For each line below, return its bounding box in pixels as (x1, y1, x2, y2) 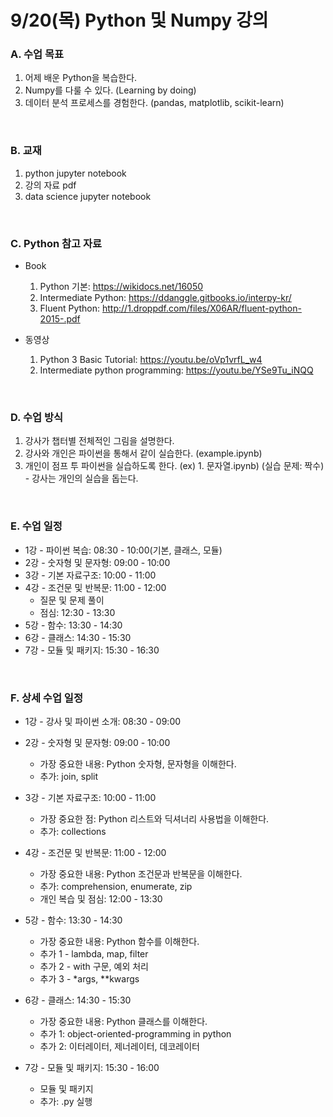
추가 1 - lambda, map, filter (39, 947, 149, 960)
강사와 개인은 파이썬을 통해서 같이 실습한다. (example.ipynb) (24, 447, 263, 460)
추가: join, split (39, 770, 99, 782)
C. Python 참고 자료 (10, 236, 103, 250)
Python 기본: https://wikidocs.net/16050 (39, 281, 204, 293)
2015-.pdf (39, 313, 81, 325)
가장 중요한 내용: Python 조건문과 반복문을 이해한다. (39, 867, 243, 880)
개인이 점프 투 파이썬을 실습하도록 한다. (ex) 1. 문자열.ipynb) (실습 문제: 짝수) (24, 460, 325, 472)
